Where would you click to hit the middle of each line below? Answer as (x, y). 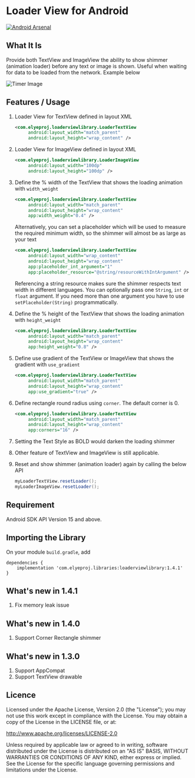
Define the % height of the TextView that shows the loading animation (99, 314)
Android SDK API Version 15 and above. (54, 519)
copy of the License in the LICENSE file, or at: (61, 722)
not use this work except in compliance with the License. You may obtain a (97, 716)
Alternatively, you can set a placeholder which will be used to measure (100, 227)
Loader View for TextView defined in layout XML (73, 117)
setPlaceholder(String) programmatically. (66, 302)
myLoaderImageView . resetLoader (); (57, 487)
